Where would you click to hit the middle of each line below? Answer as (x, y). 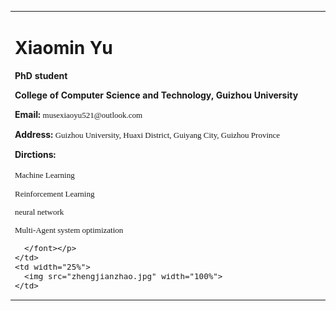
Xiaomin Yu (63, 47)
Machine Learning (44, 174)
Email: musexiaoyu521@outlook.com (78, 114)
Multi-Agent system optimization (69, 229)
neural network (39, 211)
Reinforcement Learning (54, 193)
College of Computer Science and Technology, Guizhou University (156, 95)
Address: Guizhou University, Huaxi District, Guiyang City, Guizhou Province (147, 134)
